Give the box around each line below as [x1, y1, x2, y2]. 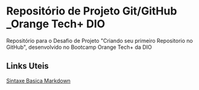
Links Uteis [6, 61, 49, 71]
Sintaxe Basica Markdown [6, 77, 71, 84]
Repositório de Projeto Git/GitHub [6, 4, 177, 18]
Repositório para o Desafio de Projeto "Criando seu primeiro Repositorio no [6, 37, 193, 44]
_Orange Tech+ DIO [6, 17, 106, 31]
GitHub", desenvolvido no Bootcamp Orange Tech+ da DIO [6, 43, 152, 51]
